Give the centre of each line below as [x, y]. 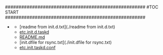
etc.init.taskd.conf [37, 47]
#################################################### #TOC [82, 7]
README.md [32, 37]
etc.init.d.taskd [34, 32]
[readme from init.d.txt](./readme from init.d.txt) [67, 27]
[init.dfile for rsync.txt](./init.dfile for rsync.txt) [65, 42]
